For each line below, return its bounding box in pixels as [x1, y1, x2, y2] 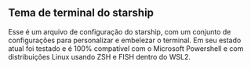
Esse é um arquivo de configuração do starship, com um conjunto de [8, 27, 231, 36]
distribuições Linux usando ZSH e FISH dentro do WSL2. [8, 52, 191, 61]
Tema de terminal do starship [8, 6, 155, 20]
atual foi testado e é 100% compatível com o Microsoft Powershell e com [8, 43, 244, 53]
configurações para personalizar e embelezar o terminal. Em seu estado [8, 35, 242, 45]
